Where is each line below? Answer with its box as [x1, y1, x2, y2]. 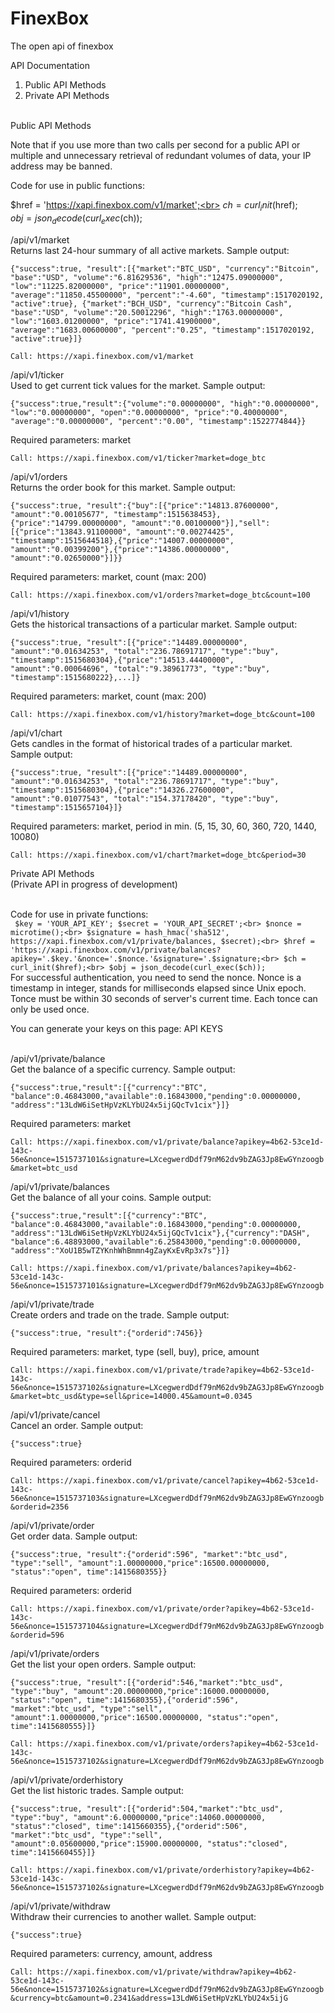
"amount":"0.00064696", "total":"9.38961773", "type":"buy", [10, 663, 271, 674]
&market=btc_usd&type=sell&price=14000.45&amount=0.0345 [10, 1391, 253, 1401]
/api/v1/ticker [10, 368, 65, 381]
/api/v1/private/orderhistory [10, 1773, 124, 1786]
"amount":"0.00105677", [10, 509, 110, 519]
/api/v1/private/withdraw [10, 1900, 112, 1912]
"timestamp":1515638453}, [113, 509, 222, 519]
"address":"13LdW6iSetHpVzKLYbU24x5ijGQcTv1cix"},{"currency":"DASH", [10, 1228, 311, 1238]
